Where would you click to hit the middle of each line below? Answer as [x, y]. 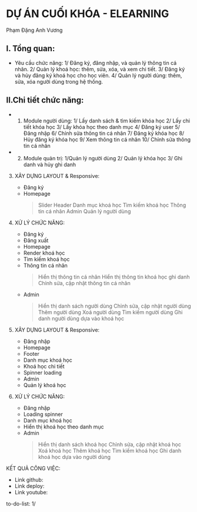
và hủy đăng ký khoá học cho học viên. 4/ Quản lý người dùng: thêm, [98, 75]
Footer [31, 354]
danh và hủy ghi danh [50, 164]
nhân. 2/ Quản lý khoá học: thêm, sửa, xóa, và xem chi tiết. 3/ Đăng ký [100, 69]
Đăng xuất [36, 240]
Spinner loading [43, 372]
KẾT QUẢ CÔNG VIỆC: [33, 468]
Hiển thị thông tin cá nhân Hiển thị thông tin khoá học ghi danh [114, 277]
